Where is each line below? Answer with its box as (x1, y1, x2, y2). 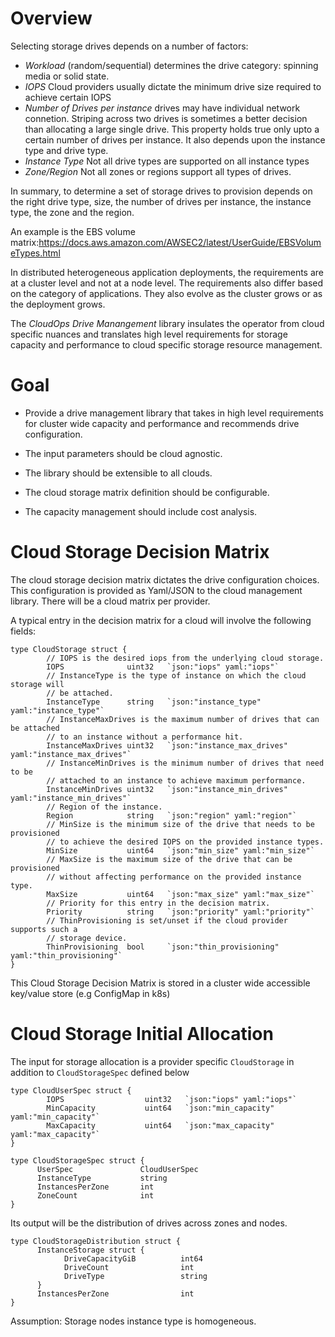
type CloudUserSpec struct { (10, 1085, 132, 1096)
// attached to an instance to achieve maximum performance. (46, 775, 307, 786)
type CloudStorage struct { (10, 644, 128, 654)
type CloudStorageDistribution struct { (10, 1236, 182, 1246)
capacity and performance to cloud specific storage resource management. (10, 338, 323, 351)
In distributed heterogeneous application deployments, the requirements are (10, 266, 324, 278)
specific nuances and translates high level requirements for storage (10, 328, 288, 340)
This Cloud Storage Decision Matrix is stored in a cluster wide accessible (10, 977, 311, 989)
